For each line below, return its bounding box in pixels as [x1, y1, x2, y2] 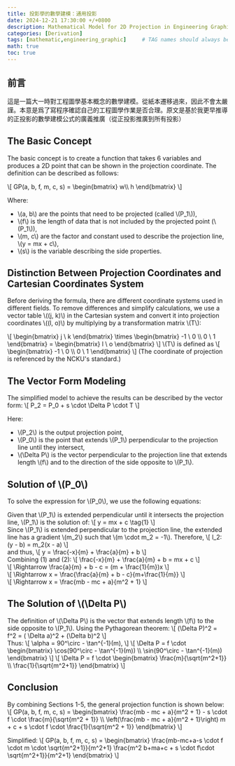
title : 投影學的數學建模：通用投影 [7, 10, 97, 18]
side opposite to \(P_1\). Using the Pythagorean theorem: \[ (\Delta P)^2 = [7, 624, 218, 632]
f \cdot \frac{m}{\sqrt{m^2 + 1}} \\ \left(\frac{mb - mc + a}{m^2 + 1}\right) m [7, 715, 226, 723]
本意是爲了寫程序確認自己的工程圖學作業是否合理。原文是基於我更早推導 [19, 106, 228, 114]
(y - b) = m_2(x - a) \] [7, 540, 69, 549]
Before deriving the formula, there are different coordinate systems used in [7, 296, 223, 305]
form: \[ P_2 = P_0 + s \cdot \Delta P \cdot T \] [7, 401, 140, 410]
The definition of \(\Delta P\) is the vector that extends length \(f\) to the [7, 616, 215, 624]
